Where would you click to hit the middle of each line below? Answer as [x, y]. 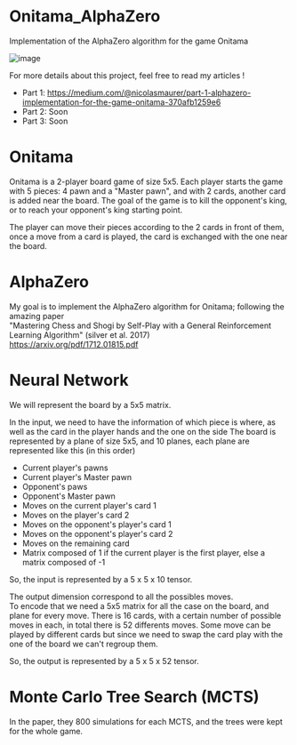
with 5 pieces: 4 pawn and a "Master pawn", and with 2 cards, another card [148, 191]
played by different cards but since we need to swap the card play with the [146, 634]
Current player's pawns [65, 468]
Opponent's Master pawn [68, 496]
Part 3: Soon [45, 121]
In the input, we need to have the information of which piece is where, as [142, 422]
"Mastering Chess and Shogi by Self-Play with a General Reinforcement [140, 325]
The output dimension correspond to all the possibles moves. [121, 597]
